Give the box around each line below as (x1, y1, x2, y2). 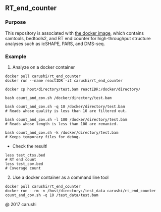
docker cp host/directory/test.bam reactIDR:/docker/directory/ (5, 87, 141, 92)
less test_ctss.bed (5, 153, 46, 158)
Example (5, 53, 27, 60)
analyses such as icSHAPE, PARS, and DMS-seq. (5, 41, 105, 47)
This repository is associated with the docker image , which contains (5, 30, 144, 36)
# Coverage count (5, 165, 41, 170)
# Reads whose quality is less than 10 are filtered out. (5, 108, 127, 113)
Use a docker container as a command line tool (12, 174, 109, 180)
